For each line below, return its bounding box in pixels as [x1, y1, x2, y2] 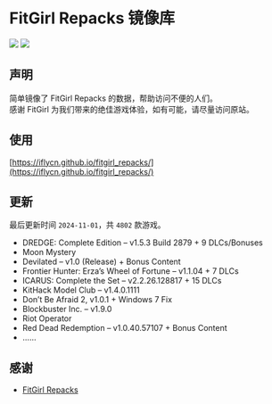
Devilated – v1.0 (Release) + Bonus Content [21, 256, 181, 268]
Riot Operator [21, 313, 72, 324]
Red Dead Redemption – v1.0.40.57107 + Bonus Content [21, 323, 227, 334]
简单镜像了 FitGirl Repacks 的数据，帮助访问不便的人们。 [9, 93, 218, 103]
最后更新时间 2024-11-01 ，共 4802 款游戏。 [9, 219, 167, 230]
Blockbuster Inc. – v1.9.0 [21, 304, 112, 315]
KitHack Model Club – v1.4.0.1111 [21, 284, 140, 295]
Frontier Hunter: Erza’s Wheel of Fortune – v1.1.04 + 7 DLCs [21, 266, 239, 276]
